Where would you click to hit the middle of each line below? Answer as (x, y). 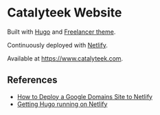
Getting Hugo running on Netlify (62, 104)
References (32, 80)
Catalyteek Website (65, 13)
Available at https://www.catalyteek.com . (65, 58)
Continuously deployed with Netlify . (58, 45)
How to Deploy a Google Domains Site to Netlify (85, 96)
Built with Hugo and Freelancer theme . (61, 32)
